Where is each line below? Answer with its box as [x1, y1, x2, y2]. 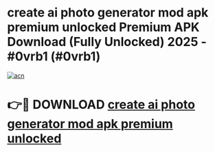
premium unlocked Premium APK [7, 19, 200, 35]
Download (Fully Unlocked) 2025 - [7, 34, 207, 50]
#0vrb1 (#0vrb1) [7, 49, 101, 65]
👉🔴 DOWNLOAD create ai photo [7, 97, 196, 113]
